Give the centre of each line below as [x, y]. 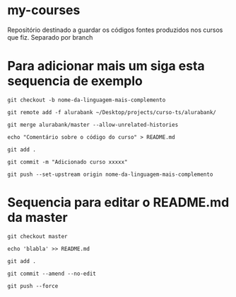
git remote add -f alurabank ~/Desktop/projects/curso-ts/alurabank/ [112, 112]
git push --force [33, 286]
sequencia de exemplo [75, 81]
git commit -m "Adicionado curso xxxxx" [68, 162]
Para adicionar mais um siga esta [106, 66]
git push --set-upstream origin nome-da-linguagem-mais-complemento [110, 174]
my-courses [44, 10]
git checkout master [38, 236]
